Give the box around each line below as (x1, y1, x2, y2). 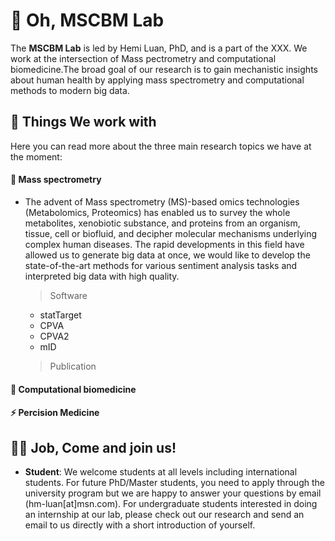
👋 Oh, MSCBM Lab (10, 9, 165, 32)
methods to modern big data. (10, 84, 130, 96)
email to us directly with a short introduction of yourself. (24, 519, 256, 531)
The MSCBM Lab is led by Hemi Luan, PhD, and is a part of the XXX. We (10, 42, 308, 54)
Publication (49, 360, 97, 372)
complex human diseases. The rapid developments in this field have (24, 238, 305, 250)
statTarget (39, 309, 82, 321)
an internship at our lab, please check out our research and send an (24, 508, 305, 520)
